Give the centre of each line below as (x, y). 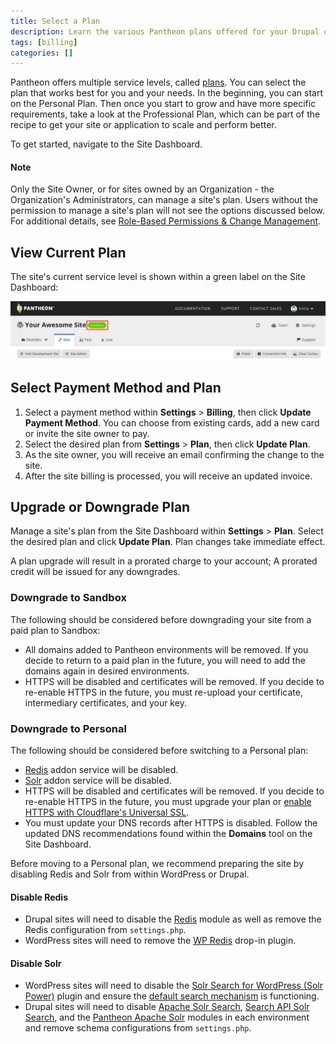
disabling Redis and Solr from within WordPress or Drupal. (130, 874)
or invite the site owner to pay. (87, 433)
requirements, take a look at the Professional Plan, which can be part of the (165, 114)
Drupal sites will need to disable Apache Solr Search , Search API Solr (167, 1007)
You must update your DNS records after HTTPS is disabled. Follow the (171, 823)
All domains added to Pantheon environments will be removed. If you (166, 649)
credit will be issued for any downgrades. (95, 572)
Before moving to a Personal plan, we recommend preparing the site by (157, 863)
